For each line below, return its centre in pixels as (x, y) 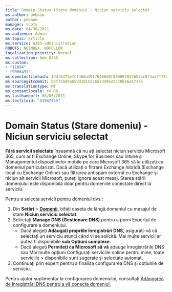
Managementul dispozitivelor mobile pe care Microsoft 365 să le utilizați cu (84, 162)
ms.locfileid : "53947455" (33, 100)
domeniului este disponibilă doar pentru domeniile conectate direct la (78, 184)
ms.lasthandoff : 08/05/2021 (35, 96)
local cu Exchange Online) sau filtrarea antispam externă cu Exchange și (81, 173)
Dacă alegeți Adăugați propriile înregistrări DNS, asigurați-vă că (89, 231)
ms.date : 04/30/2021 (27, 29)
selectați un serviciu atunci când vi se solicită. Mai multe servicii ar (91, 236)
